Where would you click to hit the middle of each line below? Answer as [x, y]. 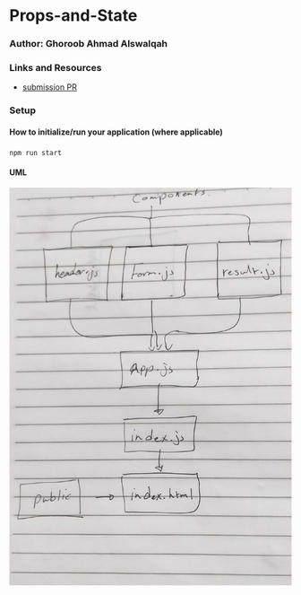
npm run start [36, 153]
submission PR [50, 87]
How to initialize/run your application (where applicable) [116, 132]
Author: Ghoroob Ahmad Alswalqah [89, 44]
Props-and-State [73, 16]
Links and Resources [56, 68]
